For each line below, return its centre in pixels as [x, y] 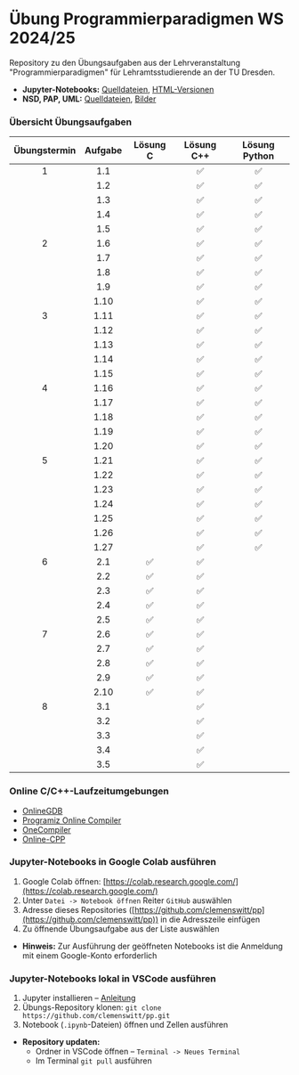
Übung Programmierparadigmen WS [147, 19]
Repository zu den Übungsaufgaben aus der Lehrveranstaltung [125, 62]
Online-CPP [44, 839]
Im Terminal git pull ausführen [94, 1061]
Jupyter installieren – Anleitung [79, 998]
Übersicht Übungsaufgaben [71, 122]
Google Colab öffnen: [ [64, 881]
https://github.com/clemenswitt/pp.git [96, 1016]
